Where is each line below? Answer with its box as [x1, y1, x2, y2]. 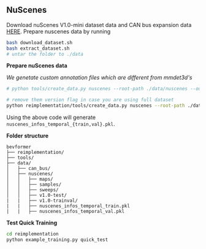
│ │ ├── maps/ [6, 176, 53, 183]
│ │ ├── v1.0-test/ [6, 193, 67, 199]
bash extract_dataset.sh [6, 45, 70, 52]
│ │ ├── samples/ [6, 182, 62, 188]
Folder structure [6, 132, 49, 140]
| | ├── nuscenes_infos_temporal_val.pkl [6, 209, 124, 215]
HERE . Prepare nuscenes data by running [6, 28, 111, 35]
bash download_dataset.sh [6, 39, 72, 45]
